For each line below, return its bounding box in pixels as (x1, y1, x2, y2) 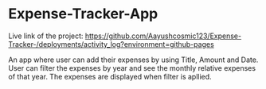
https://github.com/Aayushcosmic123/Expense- (84, 31, 241, 41)
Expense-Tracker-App (8, 5, 158, 23)
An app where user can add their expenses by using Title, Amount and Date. (8, 55, 259, 64)
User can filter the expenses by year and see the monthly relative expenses (8, 63, 256, 72)
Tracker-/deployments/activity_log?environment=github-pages (8, 39, 215, 48)
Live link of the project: (8, 31, 84, 41)
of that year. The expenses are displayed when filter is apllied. (8, 72, 213, 81)
